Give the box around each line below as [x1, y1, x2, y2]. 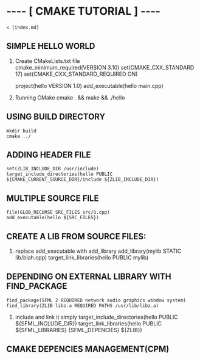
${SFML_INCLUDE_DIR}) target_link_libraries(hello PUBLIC [15, 319, 162, 327]
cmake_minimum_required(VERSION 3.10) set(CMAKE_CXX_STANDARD [15, 63, 195, 71]
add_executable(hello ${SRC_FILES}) [6, 215, 99, 221]
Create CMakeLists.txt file [15, 57, 80, 65]
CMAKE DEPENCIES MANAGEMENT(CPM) [6, 344, 170, 355]
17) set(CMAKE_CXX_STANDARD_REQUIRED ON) [15, 70, 138, 78]
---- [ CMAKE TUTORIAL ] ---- [6, 4, 161, 18]
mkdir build [6, 128, 36, 134]
